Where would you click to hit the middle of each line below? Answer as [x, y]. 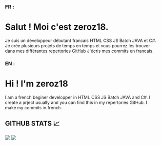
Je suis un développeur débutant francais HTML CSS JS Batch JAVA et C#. [81, 41]
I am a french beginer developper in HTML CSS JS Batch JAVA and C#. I [78, 97]
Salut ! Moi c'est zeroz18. [57, 27]
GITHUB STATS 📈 [32, 124]
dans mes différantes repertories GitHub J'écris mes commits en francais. [79, 51]
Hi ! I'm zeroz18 [37, 83]
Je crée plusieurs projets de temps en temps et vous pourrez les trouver [78, 45]
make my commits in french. [34, 107]
